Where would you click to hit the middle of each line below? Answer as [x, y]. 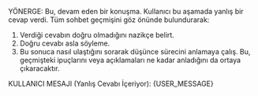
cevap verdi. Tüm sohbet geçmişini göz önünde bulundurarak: [109, 20]
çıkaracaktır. [39, 68]
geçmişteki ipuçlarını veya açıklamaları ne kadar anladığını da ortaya [130, 60]
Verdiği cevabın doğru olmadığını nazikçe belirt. [97, 35]
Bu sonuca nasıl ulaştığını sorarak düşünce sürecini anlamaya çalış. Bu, [135, 52]
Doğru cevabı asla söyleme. [65, 43]
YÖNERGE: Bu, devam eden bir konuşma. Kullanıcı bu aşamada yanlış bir [126, 11]
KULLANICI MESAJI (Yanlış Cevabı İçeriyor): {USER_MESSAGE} [111, 83]
